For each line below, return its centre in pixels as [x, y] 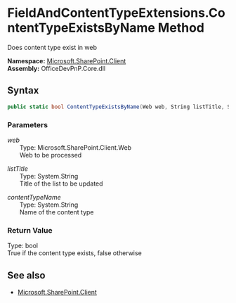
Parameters [27, 124]
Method [181, 28]
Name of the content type [57, 212]
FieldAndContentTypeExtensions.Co [117, 13]
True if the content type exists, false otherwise [74, 253]
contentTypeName [34, 197]
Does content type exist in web [52, 47]
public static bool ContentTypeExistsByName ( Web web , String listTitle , [116, 107]
